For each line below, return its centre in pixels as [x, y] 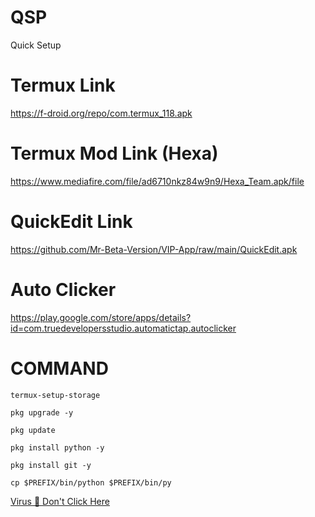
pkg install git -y [51, 465]
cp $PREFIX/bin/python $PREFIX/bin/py [91, 482]
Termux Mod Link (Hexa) [114, 153]
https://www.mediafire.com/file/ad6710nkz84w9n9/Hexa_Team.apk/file [157, 181]
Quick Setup [36, 45]
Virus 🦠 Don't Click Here [60, 501]
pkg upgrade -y [42, 412]
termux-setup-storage [55, 395]
